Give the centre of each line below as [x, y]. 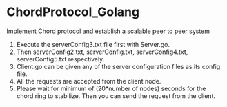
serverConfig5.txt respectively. [60, 59]
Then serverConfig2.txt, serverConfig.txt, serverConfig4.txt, [102, 52]
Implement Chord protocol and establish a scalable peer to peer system [108, 31]
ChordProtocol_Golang [73, 12]
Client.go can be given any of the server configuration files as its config [118, 66]
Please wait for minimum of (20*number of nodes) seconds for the [111, 88]
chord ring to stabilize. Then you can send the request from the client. [116, 96]
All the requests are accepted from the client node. [89, 81]
